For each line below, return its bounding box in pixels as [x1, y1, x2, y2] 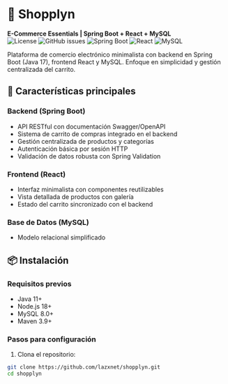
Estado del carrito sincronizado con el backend [17, 200, 153, 208]
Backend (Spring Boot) [7, 106, 86, 116]
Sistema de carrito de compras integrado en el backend [17, 129, 178, 138]
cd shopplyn [7, 370, 42, 378]
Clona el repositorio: [17, 350, 76, 359]
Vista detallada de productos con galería [17, 192, 134, 201]
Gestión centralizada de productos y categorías [17, 137, 155, 145]
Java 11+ [17, 295, 43, 303]
